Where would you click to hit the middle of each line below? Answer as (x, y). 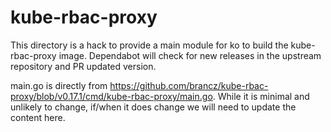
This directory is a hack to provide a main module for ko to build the (149, 45)
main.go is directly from (59, 85)
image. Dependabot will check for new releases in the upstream (190, 55)
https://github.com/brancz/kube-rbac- (189, 85)
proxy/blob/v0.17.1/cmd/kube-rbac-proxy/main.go (111, 96)
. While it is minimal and (261, 96)
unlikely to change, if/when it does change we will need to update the (153, 107)
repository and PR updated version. (83, 66)
